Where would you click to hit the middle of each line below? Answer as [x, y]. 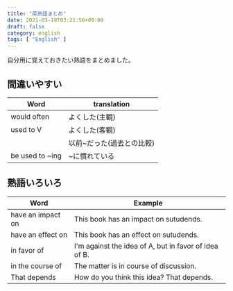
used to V [26, 129]
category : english [34, 33]
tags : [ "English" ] [37, 40]
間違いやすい [35, 84]
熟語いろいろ [35, 183]
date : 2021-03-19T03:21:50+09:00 [55, 20]
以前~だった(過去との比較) [111, 143]
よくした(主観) [92, 117]
